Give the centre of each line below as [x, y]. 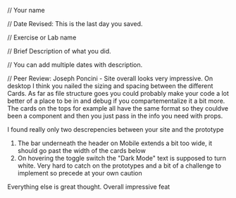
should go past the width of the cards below [81, 150]
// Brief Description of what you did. [59, 51]
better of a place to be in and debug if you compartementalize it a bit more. [116, 101]
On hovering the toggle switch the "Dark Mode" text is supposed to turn [122, 158]
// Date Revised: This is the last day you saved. [75, 24]
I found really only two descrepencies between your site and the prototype [116, 129]
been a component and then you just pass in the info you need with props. [115, 116]
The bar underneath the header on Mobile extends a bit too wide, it [115, 143]
